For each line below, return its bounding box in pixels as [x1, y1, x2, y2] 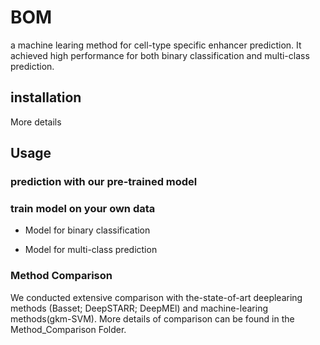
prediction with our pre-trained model [10, 175, 198, 189]
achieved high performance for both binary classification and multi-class [10, 49, 310, 61]
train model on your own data [10, 201, 156, 215]
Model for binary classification [24, 224, 151, 236]
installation [10, 89, 82, 106]
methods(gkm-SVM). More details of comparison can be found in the [10, 312, 295, 325]
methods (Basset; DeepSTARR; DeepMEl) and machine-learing [10, 302, 269, 314]
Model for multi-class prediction [24, 244, 158, 256]
